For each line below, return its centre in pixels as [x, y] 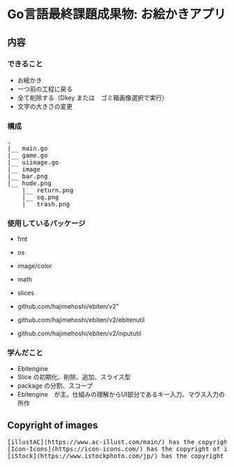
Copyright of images [53, 426]
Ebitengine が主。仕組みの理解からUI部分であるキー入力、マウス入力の [121, 394]
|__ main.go [28, 148]
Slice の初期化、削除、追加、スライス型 [74, 376]
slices [26, 293]
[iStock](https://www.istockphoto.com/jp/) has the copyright [116, 456]
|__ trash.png [46, 204]
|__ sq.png [40, 197]
